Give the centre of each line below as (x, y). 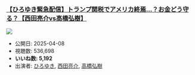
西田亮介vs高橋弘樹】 (56, 18)
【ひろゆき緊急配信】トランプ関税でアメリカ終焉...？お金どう (95, 9)
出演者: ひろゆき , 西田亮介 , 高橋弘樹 (58, 66)
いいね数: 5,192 (33, 58)
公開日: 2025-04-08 (40, 43)
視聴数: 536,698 (35, 51)
